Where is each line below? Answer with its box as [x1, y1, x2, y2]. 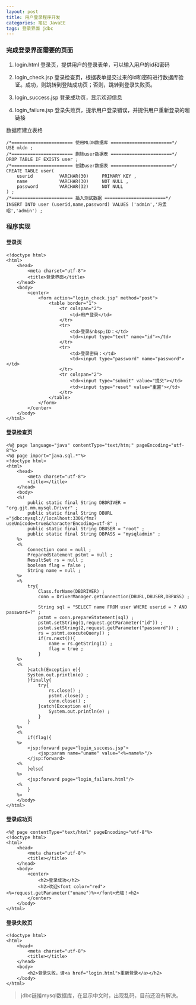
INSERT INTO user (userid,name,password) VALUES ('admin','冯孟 [6, 201, 167, 208]
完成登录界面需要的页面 [6, 46, 73, 54]
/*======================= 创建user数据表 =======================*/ [6, 162, 178, 169]
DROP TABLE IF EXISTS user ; [6, 156, 78, 162]
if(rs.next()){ [37, 635, 76, 641]
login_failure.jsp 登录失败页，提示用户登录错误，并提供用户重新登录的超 [14, 106, 190, 113]
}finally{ [27, 677, 52, 683]
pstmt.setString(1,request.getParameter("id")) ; [37, 620, 163, 626]
